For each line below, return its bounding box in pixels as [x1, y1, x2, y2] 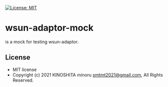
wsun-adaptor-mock [5, 22, 94, 33]
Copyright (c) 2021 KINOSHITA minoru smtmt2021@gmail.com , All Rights [12, 71, 163, 77]
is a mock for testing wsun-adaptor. [5, 38, 79, 44]
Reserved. [12, 77, 34, 83]
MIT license [12, 66, 37, 72]
